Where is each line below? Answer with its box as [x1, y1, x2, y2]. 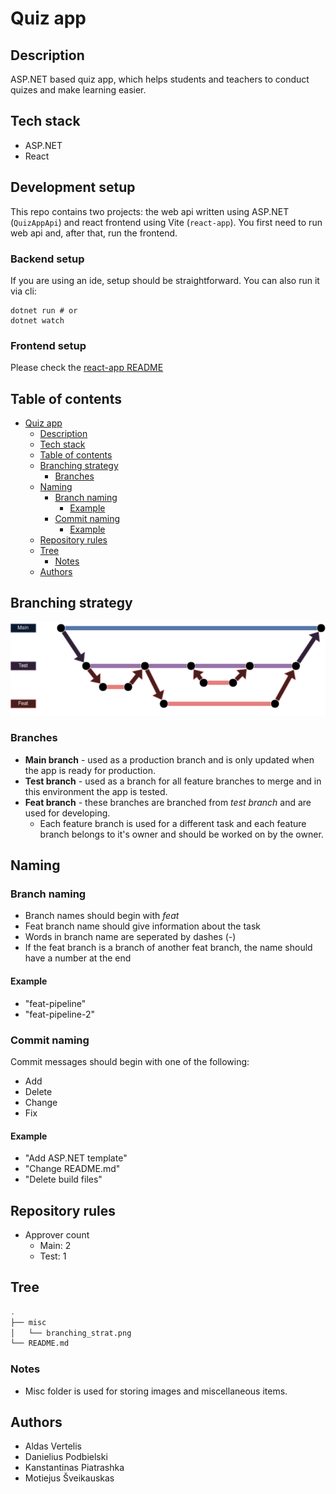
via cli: [10, 285, 37, 297]
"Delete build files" [24, 1173, 103, 1186]
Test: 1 [39, 1250, 67, 1262]
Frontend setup [10, 338, 87, 352]
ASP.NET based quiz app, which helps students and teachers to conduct [10, 73, 310, 85]
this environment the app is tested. [24, 785, 168, 797]
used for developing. [24, 807, 111, 819]
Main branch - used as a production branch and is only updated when [24, 753, 315, 766]
